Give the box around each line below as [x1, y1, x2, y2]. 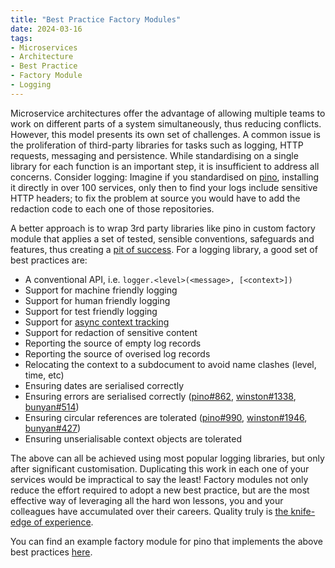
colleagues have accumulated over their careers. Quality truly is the [10, 505, 289, 517]
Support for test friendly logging [24, 305, 158, 317]
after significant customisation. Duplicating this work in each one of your [10, 462, 310, 475]
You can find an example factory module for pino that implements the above [10, 535, 323, 547]
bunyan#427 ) [24, 422, 82, 434]
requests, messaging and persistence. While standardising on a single [10, 149, 299, 161]
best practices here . [10, 546, 93, 558]
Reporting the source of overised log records [24, 347, 211, 360]
